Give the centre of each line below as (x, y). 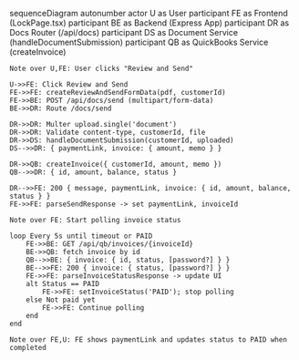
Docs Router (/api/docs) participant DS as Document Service (124, 32)
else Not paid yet (61, 300)
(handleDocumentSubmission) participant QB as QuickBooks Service (139, 42)
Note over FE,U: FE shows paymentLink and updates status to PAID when (148, 340)
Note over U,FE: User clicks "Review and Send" (102, 68)
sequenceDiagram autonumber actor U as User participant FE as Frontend (149, 13)
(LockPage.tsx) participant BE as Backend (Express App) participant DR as (149, 23)
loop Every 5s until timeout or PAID (81, 236)
